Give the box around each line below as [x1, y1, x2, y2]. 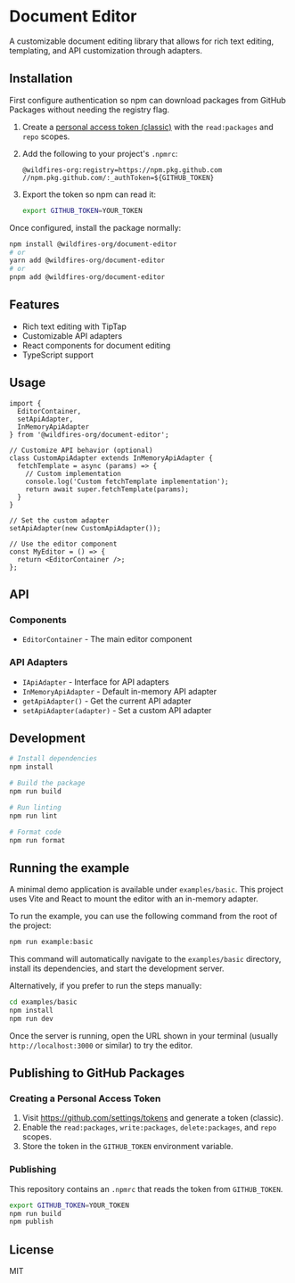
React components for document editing [21, 340, 171, 350]
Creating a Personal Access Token [9, 1092, 161, 1105]
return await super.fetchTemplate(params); [25, 484, 190, 494]
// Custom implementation [25, 469, 122, 478]
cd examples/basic [9, 998, 78, 1007]
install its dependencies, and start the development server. [9, 963, 225, 974]
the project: [9, 920, 52, 931]
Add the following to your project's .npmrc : [21, 148, 178, 159]
